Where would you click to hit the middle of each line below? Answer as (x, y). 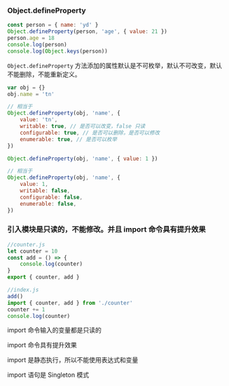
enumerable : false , (48, 204)
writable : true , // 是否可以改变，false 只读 (83, 126)
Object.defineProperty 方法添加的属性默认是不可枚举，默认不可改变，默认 (115, 65)
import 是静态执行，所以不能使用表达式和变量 (73, 360)
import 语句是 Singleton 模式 (48, 375)
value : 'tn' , (39, 120)
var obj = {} (26, 87)
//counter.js (26, 244)
